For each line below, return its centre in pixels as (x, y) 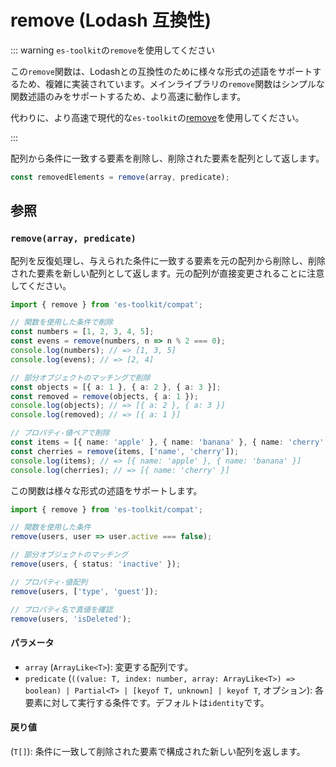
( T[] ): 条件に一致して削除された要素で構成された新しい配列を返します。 (158, 751)
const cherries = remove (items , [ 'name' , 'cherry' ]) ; (125, 451)
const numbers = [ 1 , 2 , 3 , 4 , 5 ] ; (82, 332)
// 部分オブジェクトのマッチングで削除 (80, 377)
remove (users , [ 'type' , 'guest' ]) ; (84, 591)
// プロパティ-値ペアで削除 (60, 433)
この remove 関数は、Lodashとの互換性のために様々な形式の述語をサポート (161, 71)
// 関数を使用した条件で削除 (62, 322)
